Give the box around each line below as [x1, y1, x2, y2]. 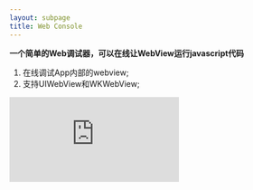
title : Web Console [9, 22, 83, 31]
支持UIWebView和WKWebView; [22, 78, 140, 89]
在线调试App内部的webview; [22, 67, 129, 78]
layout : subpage [9, 13, 70, 23]
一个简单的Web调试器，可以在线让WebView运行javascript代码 [9, 47, 245, 59]
